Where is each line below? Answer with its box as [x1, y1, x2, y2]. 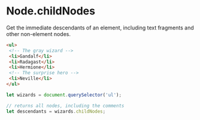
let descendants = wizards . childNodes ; [6, 108, 106, 115]
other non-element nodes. [6, 30, 71, 37]
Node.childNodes [6, 4, 96, 18]
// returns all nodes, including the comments [6, 103, 125, 109]
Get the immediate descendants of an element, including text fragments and [6, 24, 194, 31]
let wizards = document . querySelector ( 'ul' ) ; [6, 92, 122, 98]
